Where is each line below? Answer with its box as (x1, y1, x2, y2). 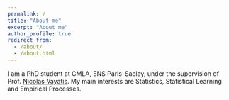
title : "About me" (7, 17, 62, 24)
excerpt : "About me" (7, 23, 69, 30)
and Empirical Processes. (7, 84, 82, 93)
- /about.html (13, 50, 55, 57)
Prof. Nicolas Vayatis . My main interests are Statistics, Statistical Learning (7, 77, 222, 85)
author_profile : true (7, 30, 72, 38)
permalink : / (7, 10, 46, 18)
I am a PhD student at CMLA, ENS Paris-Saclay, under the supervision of (7, 69, 220, 78)
